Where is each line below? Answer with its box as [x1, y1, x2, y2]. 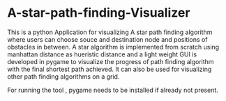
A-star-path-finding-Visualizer [7, 5, 190, 21]
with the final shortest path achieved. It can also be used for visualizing [7, 65, 212, 73]
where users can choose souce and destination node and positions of [7, 35, 208, 43]
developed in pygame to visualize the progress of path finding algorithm [7, 57, 214, 65]
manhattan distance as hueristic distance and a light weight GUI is [7, 50, 197, 59]
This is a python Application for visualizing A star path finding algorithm [7, 28, 213, 36]
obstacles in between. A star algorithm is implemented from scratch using [7, 42, 220, 51]
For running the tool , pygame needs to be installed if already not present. [7, 86, 218, 94]
